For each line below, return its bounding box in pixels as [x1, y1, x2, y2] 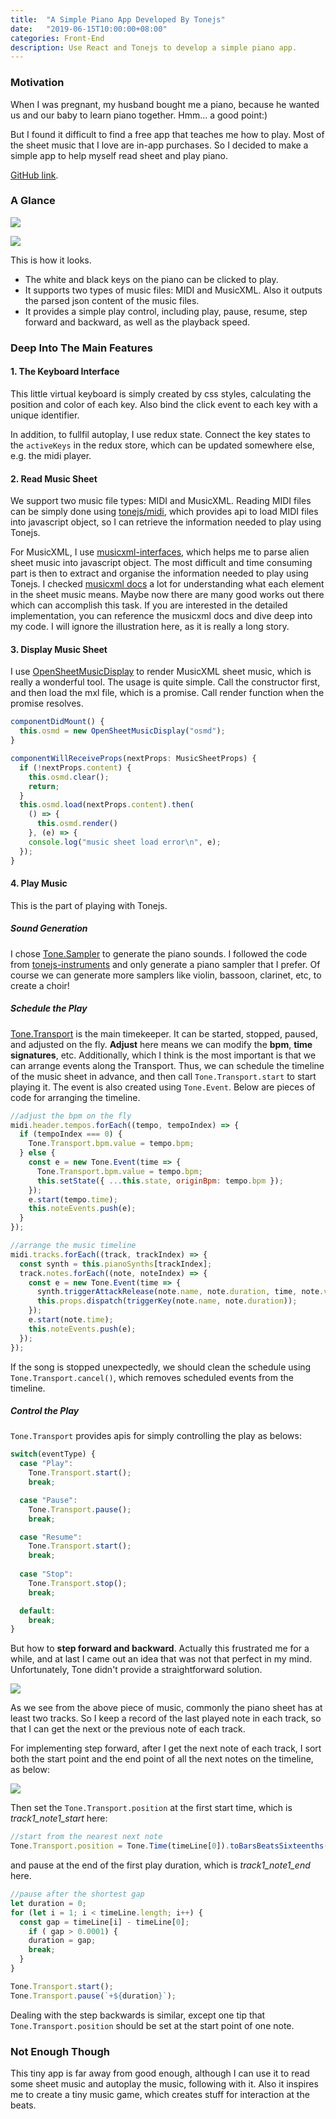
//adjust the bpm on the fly [10, 1111, 132, 1121]
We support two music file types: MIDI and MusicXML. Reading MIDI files [10, 495, 312, 507]
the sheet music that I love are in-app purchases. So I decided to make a [10, 139, 309, 151]
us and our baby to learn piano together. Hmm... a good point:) [10, 109, 268, 121]
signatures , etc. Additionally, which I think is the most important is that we [10, 1049, 317, 1061]
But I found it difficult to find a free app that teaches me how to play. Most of [10, 128, 325, 140]
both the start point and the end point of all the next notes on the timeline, [10, 1753, 314, 1765]
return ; [28, 781, 60, 791]
